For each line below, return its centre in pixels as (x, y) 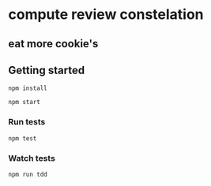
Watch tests (32, 158)
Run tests (27, 122)
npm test (23, 138)
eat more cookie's (53, 44)
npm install (28, 88)
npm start (24, 102)
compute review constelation (106, 15)
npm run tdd (28, 174)
